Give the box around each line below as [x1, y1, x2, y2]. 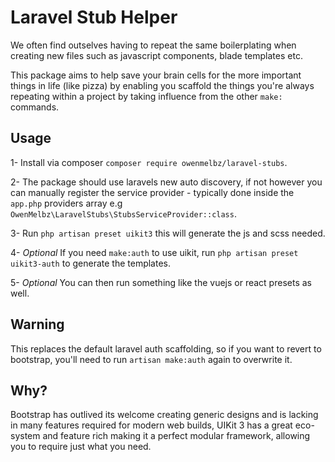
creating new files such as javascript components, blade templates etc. [10, 49, 303, 61]
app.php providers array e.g [10, 197, 123, 209]
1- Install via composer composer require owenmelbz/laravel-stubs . [10, 156, 288, 168]
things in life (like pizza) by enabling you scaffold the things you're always [10, 79, 315, 91]
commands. [10, 101, 60, 113]
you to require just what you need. [10, 441, 152, 453]
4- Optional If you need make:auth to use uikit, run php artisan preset [10, 246, 299, 258]
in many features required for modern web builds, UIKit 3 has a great [10, 419, 293, 431]
